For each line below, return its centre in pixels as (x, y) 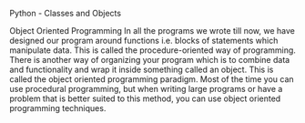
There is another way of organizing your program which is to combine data (150, 60)
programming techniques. (58, 108)
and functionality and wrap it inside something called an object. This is (142, 69)
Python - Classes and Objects (65, 13)
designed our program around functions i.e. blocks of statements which (144, 41)
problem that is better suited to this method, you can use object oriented (145, 98)
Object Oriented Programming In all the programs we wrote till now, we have (152, 31)
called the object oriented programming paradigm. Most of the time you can (152, 79)
